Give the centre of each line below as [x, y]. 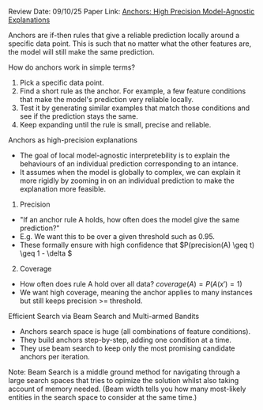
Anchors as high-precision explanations [73, 140]
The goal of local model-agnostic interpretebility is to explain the [125, 155]
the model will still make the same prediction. [81, 52]
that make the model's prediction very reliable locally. [107, 99]
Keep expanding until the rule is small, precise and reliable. [115, 125]
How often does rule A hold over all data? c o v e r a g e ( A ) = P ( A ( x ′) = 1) [131, 284]
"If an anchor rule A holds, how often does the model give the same [130, 220]
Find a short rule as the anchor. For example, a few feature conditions [133, 91]
